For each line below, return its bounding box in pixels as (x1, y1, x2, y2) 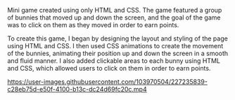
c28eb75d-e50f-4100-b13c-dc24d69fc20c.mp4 (7, 85, 147, 93)
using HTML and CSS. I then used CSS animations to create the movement (7, 42, 224, 50)
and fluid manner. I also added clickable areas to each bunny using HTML (7, 57, 220, 65)
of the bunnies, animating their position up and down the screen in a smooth (7, 49, 229, 57)
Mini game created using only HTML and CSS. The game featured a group (7, 6, 222, 14)
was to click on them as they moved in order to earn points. (7, 21, 179, 29)
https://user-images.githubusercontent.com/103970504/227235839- (7, 78, 208, 86)
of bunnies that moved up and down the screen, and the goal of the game (7, 13, 221, 22)
